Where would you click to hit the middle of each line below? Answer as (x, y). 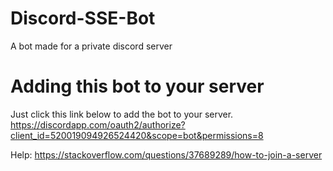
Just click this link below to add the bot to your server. (122, 114)
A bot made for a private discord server (91, 46)
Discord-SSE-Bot (83, 18)
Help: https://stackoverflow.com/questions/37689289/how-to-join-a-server (166, 154)
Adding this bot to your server (137, 86)
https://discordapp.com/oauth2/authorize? (98, 124)
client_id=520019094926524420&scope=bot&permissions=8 (137, 135)
